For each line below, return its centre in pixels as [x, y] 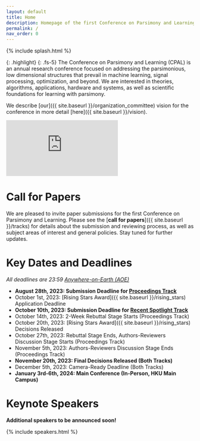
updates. [17, 239]
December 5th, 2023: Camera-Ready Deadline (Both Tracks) [89, 367]
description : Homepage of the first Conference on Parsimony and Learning [101, 23]
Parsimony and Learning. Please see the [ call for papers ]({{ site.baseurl [95, 220]
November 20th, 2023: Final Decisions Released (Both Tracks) [93, 361]
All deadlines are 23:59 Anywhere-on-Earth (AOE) [68, 279]
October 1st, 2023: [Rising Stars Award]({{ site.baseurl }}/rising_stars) [100, 297]
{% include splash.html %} [39, 51]
